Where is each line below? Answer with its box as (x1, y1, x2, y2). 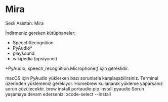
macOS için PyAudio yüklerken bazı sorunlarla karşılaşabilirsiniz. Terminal (5, 75, 158, 81)
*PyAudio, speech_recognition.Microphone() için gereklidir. (5, 65, 129, 71)
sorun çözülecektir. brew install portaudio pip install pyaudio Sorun (5, 85, 144, 91)
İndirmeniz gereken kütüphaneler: (5, 30, 76, 36)
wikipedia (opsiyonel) (12, 55, 57, 61)
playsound (12, 50, 35, 56)
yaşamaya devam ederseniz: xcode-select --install (5, 91, 111, 97)
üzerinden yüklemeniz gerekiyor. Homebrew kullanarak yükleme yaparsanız (5, 80, 163, 86)
